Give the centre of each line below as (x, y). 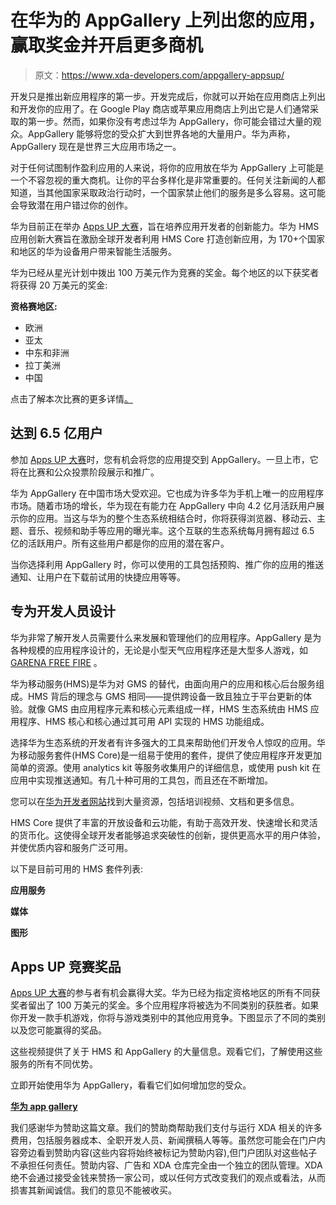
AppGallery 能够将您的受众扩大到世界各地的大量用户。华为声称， (161, 133)
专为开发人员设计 (63, 611)
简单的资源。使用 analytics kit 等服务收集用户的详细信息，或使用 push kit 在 (166, 767)
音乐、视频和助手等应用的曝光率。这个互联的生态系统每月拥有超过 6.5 (171, 530)
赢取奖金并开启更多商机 (107, 45)
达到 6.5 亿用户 (56, 433)
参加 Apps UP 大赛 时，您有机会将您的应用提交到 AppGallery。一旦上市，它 (164, 459)
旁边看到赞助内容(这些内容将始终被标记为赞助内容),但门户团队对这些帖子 (168, 1153)
